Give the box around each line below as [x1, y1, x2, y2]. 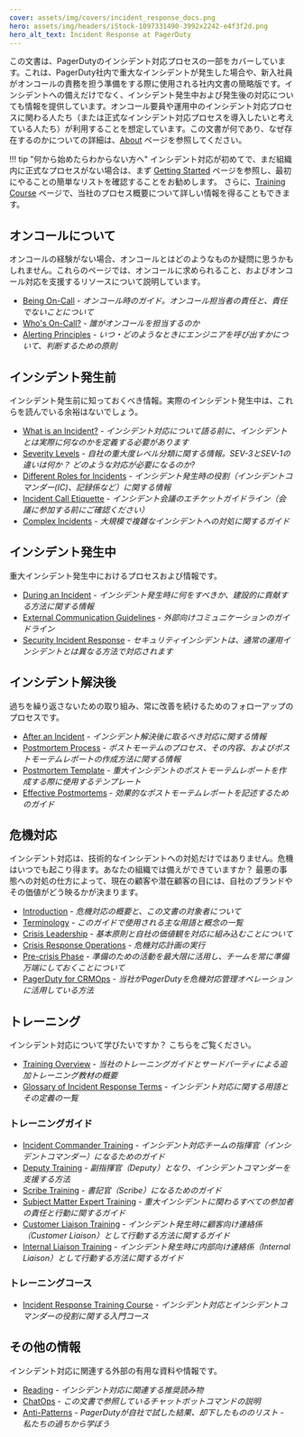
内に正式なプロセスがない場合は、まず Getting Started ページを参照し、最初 [9, 165, 291, 176]
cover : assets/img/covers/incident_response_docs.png [9, 13, 216, 23]
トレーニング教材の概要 [30, 1070, 118, 1081]
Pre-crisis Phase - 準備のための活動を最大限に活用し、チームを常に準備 [22, 951, 290, 962]
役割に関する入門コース [61, 1310, 150, 1322]
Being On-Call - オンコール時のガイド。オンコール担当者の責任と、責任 [22, 295, 289, 307]
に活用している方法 [22, 985, 95, 996]
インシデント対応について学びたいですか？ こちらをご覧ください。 [9, 1039, 257, 1051]
